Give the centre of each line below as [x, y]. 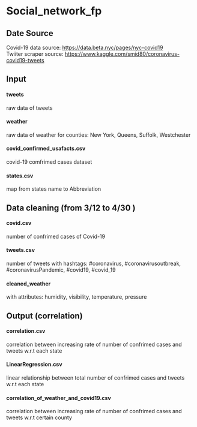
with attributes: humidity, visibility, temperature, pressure [77, 297]
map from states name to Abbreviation [54, 189]
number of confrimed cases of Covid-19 [56, 236]
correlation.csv [26, 331]
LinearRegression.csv [34, 365]
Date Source [30, 33]
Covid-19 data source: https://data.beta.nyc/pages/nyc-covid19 [85, 47]
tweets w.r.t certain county [39, 417]
